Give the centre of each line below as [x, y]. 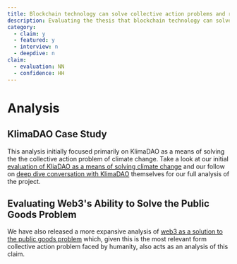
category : [22, 27]
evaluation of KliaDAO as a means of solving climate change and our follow [116, 166]
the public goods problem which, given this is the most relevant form [107, 239]
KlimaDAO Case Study [57, 134]
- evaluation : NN [39, 67]
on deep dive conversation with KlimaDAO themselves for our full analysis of [119, 173]
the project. [24, 181]
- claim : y [30, 34]
